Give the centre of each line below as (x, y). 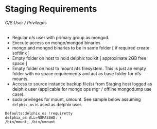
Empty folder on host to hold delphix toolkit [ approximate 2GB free (79, 58)
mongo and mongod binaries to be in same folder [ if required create (81, 48)
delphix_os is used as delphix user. (47, 105)
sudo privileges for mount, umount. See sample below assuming (76, 99)
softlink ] (21, 53)
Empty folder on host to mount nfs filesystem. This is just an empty (79, 68)
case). (18, 94)
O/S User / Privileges (26, 22)
